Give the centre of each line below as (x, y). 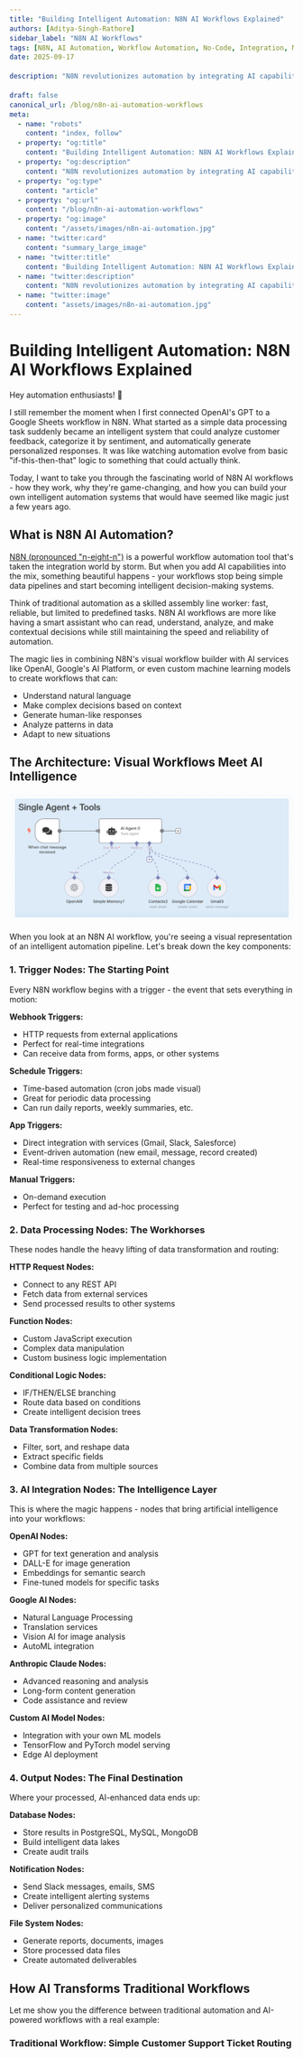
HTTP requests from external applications (100, 1034)
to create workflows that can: (64, 678)
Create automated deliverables (79, 1960)
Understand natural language (77, 695)
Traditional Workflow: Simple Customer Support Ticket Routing (151, 2044)
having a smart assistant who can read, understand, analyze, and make (142, 622)
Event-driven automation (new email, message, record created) (140, 1152)
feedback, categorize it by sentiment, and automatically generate (130, 441)
